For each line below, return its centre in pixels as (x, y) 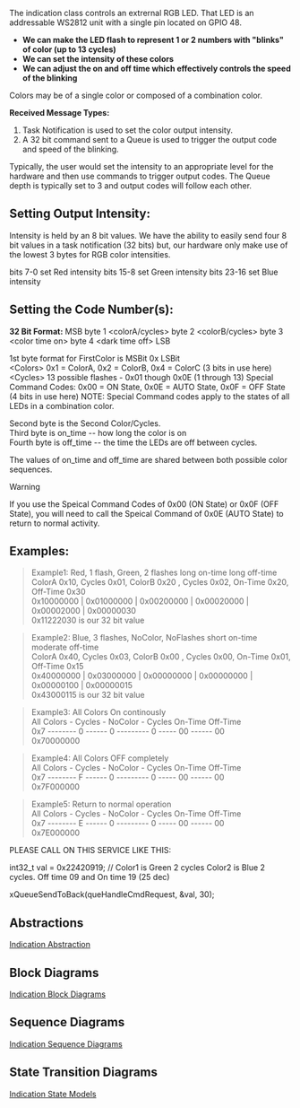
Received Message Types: (60, 113)
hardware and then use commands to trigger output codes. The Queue (140, 176)
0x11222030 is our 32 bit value (88, 620)
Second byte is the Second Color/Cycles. (85, 423)
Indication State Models (53, 1094)
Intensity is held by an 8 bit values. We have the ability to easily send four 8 (148, 235)
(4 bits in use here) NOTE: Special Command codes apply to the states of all (150, 396)
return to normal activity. (55, 523)
